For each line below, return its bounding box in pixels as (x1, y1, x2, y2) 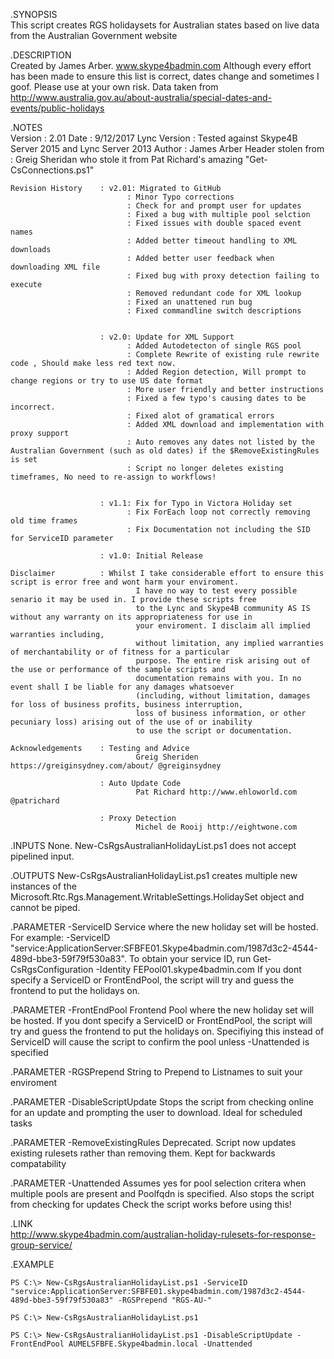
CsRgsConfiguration (10, 964, 94, 975)
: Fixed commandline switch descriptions (126, 306, 302, 316)
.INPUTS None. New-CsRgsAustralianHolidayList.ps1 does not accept (10, 840, 297, 851)
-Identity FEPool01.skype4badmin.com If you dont (95, 964, 302, 975)
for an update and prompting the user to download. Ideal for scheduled (10, 1107, 303, 1118)
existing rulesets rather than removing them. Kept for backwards (10, 1147, 276, 1159)
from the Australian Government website (10, 30, 178, 41)
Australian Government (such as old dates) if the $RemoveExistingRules (10, 446, 320, 456)
